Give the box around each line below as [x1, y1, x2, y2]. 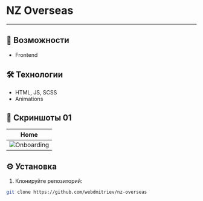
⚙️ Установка [6, 161, 57, 171]
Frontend [14, 51, 38, 58]
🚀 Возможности [6, 35, 69, 45]
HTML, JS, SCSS [14, 88, 57, 96]
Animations [14, 95, 43, 102]
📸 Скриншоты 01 [6, 113, 72, 123]
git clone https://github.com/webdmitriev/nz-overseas [6, 189, 147, 196]
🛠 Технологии [6, 70, 63, 80]
